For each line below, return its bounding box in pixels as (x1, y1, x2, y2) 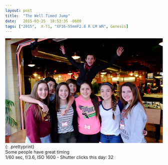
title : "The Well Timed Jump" (5, 13, 70, 18)
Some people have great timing (5, 149, 70, 155)
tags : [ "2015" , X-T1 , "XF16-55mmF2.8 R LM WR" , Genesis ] (5, 24, 128, 29)
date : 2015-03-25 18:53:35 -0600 (5, 18, 81, 23)
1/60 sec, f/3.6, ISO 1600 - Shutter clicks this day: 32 (5, 155, 114, 161)
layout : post (5, 8, 32, 13)
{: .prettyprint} (5, 144, 35, 150)
